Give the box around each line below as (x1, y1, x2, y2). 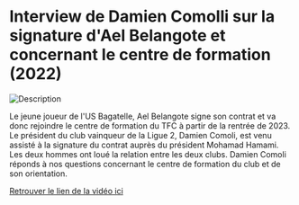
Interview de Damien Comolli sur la (9, 6, 276, 27)
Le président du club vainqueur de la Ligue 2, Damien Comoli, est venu (9, 129, 272, 140)
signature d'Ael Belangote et (9, 25, 227, 46)
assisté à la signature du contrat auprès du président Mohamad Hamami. (9, 139, 279, 150)
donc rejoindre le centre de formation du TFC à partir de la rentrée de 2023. (9, 120, 291, 131)
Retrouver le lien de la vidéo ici (9, 185, 123, 196)
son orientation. (9, 168, 68, 179)
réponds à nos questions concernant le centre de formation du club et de (9, 158, 281, 169)
